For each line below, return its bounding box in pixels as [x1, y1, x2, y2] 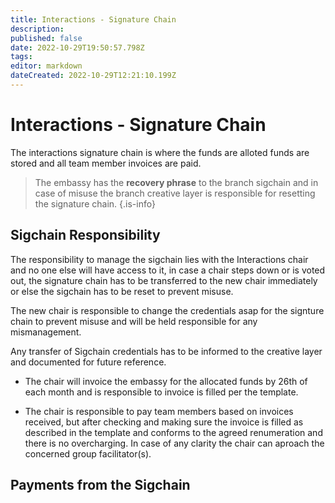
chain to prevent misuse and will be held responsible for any [10, 315, 258, 327]
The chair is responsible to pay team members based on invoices [24, 405, 294, 417]
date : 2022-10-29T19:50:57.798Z [10, 42, 145, 53]
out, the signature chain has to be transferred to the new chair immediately [10, 274, 318, 286]
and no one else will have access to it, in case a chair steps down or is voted [10, 264, 326, 276]
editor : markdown [10, 61, 83, 71]
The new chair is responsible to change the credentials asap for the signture [10, 304, 325, 316]
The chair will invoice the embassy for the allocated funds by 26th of [24, 375, 308, 387]
